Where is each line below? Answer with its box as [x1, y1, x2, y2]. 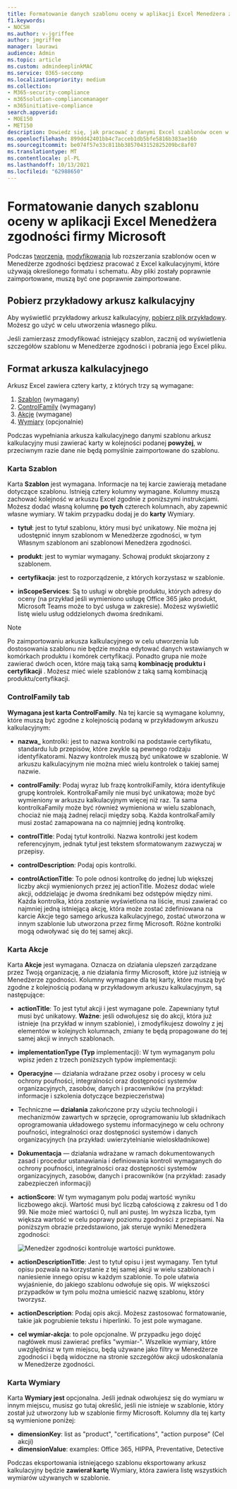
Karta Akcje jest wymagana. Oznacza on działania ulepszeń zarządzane [7, 961, 217, 969]
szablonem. [17, 559, 51, 569]
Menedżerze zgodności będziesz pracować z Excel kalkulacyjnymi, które [7, 259, 220, 268]
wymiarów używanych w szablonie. [7, 1473, 111, 1482]
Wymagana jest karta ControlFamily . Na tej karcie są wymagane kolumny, [7, 708, 225, 717]
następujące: [7, 990, 45, 999]
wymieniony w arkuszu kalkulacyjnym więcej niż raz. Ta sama [17, 795, 197, 804]
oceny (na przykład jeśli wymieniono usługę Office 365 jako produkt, [17, 595, 217, 603]
